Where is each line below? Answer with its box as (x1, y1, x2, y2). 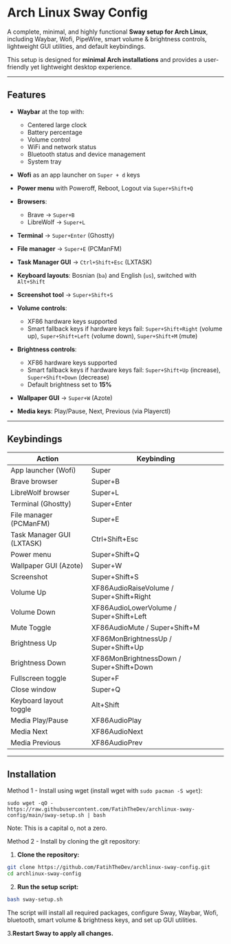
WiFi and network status (27, 142, 97, 151)
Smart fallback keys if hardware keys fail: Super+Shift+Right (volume (27, 325, 223, 333)
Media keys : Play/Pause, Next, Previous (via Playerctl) (16, 407, 171, 415)
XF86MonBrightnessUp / (91, 634, 172, 644)
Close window (10, 684, 56, 694)
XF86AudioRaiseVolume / (91, 583, 174, 593)
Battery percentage (27, 128, 82, 136)
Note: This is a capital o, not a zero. (7, 824, 108, 833)
